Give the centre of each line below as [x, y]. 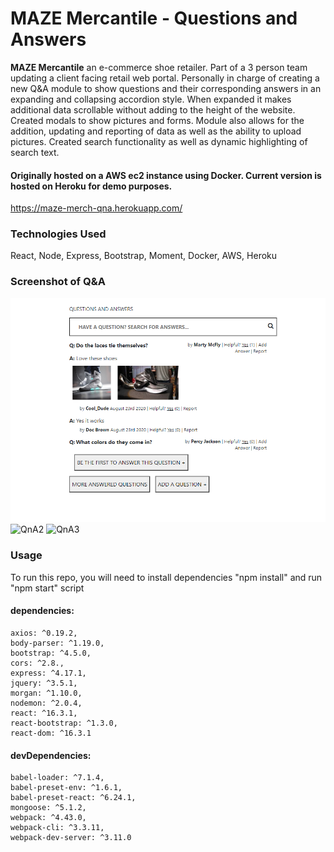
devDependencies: [51, 755]
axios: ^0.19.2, [44, 633]
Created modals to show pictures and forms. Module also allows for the [157, 120]
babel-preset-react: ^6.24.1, [73, 798]
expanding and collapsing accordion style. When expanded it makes [151, 99]
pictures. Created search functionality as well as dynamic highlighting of [159, 141]
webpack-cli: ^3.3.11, [57, 828]
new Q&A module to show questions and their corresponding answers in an [166, 88]
